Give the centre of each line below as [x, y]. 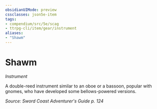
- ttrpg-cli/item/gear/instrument [41, 28]
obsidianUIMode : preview [31, 10]
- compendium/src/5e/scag [32, 24]
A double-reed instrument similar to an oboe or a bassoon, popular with [78, 86]
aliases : [14, 33]
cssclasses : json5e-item [31, 14]
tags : [11, 19]
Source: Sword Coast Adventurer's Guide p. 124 [54, 101]
